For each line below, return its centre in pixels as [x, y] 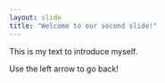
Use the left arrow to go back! [64, 69]
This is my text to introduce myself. [74, 51]
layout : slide [36, 17]
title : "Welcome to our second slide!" [83, 26]
